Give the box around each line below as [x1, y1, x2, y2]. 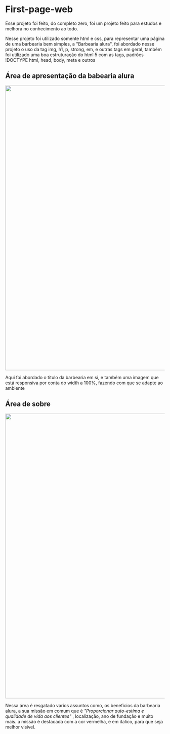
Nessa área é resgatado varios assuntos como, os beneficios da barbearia [5, 702, 160, 708]
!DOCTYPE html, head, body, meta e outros [5, 57, 96, 63]
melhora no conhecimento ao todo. [5, 25, 78, 31]
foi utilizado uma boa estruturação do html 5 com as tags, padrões [5, 52, 144, 58]
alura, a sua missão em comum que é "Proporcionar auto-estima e [5, 708, 144, 714]
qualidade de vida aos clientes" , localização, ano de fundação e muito [5, 713, 153, 719]
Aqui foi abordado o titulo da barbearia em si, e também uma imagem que [5, 374, 159, 380]
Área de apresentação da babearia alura [5, 72, 135, 80]
